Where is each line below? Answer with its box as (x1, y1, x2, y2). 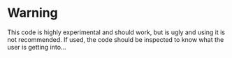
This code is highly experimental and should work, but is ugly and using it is (7, 28, 226, 36)
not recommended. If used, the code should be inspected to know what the (7, 35, 224, 43)
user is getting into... (7, 43, 66, 51)
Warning (7, 5, 58, 21)
